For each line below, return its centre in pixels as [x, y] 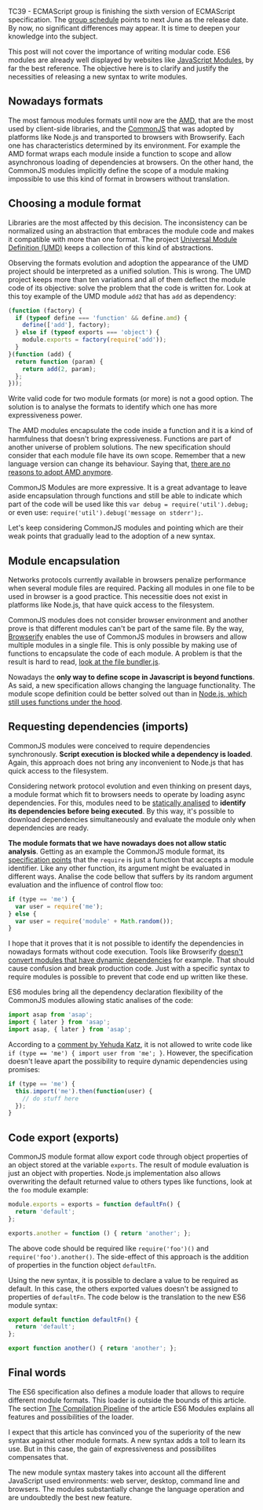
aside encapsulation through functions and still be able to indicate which [125, 496]
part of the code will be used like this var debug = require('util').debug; [128, 504]
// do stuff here [51, 1099]
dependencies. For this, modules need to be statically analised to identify [127, 803]
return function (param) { [59, 362]
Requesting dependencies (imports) [99, 727]
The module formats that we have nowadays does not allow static [117, 843]
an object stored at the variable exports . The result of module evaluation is [129, 1165]
